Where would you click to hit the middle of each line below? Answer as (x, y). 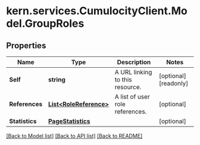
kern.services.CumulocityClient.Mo (97, 11)
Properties (26, 45)
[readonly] (174, 83)
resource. (128, 87)
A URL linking (133, 72)
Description (134, 62)
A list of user (132, 97)
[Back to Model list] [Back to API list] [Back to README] (74, 136)
